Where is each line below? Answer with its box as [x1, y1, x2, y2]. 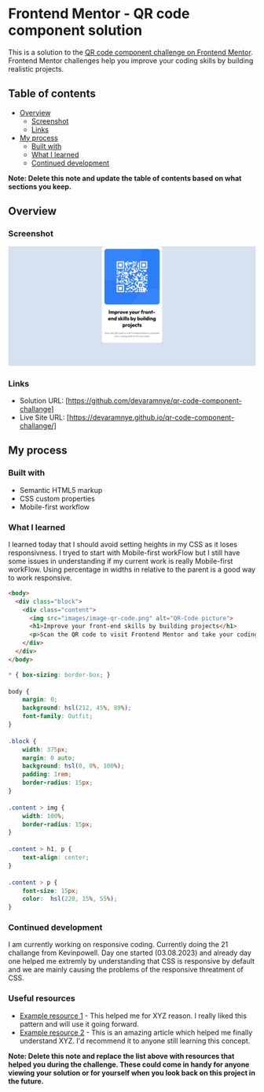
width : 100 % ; [22, 812, 65, 820]
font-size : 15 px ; [22, 887, 79, 894]
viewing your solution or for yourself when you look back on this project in [8, 1068, 255, 1077]
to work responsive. [8, 572, 72, 583]
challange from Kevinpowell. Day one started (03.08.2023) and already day [8, 948, 251, 957]
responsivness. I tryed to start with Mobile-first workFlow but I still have [8, 548, 240, 557]
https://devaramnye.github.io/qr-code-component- [69, 413, 234, 422]
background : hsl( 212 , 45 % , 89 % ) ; [22, 704, 132, 713]
